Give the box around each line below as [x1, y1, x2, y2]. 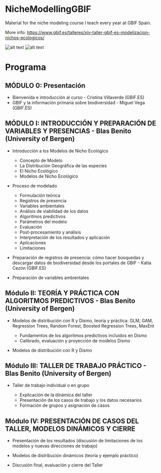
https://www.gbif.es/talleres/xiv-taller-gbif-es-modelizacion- [27, 29, 150, 35]
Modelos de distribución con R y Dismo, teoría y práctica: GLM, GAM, [12, 318, 154, 324]
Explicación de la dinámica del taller [19, 392, 93, 398]
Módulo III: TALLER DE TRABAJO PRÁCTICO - [5, 361, 147, 370]
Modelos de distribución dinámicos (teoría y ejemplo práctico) [12, 453, 139, 459]
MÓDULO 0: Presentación [5, 81, 86, 90]
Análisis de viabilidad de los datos [19, 208, 89, 214]
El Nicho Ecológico [19, 168, 58, 174]
